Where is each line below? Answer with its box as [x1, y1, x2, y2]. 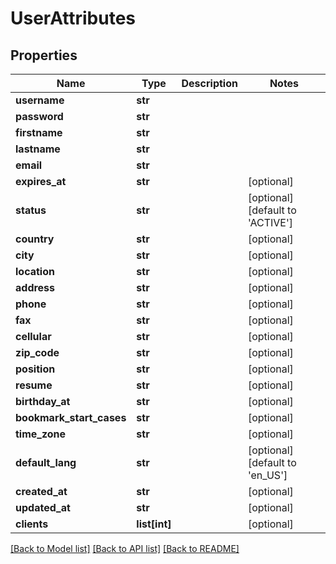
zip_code [15, 346, 60, 359]
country [15, 232, 55, 246]
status [15, 203, 47, 217]
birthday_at [15, 395, 71, 408]
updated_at [15, 501, 71, 514]
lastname [15, 142, 61, 156]
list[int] [136, 517, 172, 531]
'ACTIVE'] [247, 216, 293, 229]
